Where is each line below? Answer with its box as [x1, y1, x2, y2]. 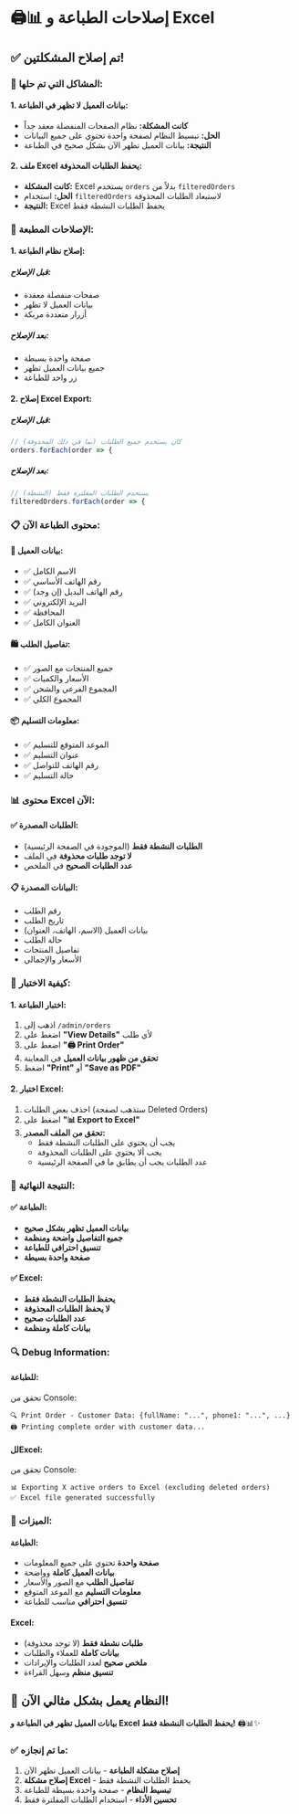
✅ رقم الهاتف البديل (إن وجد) [23, 585, 123, 596]
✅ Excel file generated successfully [10, 1493, 156, 1503]
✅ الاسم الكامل [23, 565, 77, 576]
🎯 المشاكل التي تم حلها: [10, 77, 104, 90]
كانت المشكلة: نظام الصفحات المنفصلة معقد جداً [23, 120, 189, 131]
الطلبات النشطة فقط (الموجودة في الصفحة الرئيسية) [23, 841, 203, 852]
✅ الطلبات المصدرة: [10, 819, 78, 831]
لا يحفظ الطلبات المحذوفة [23, 1302, 110, 1313]
